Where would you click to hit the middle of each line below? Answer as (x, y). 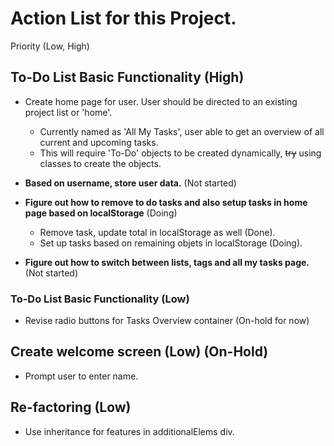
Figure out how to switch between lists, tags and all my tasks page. (167, 262)
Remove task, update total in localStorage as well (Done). (157, 232)
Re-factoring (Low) (71, 407)
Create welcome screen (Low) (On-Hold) (139, 352)
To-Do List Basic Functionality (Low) (100, 299)
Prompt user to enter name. (81, 376)
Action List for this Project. (123, 18)
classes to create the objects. (100, 163)
